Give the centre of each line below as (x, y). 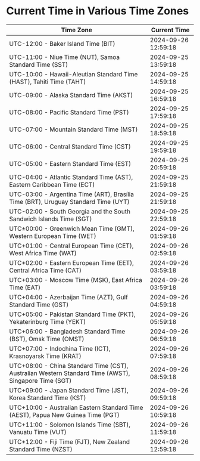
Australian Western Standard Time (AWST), (70, 373)
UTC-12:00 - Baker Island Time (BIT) (62, 44)
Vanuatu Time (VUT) (38, 432)
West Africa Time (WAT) (43, 253)
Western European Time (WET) (53, 236)
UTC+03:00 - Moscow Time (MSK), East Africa (76, 280)
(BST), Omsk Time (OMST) (47, 339)
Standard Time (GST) (39, 304)
